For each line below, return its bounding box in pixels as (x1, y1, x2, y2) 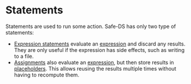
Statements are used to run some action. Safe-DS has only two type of (5, 23, 176, 30)
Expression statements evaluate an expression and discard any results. (13, 40, 186, 47)
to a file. (13, 52, 34, 60)
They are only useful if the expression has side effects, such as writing (13, 46, 185, 53)
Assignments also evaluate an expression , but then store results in (13, 59, 174, 66)
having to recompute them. (13, 71, 80, 78)
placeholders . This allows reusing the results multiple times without (13, 65, 176, 72)
